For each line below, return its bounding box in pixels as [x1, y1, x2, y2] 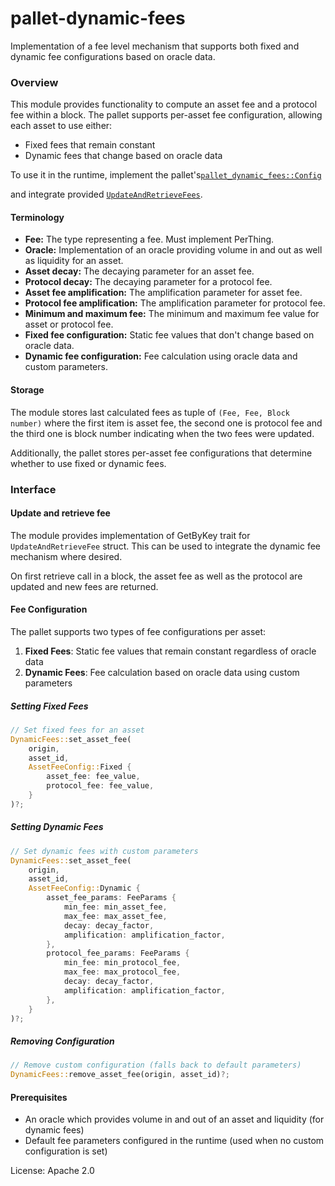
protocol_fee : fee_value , [46, 781, 155, 791]
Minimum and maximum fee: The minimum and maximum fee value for [24, 308, 320, 320]
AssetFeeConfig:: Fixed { [28, 762, 132, 772]
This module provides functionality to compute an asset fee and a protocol [10, 98, 318, 111]
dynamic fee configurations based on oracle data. [10, 50, 216, 62]
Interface [10, 482, 57, 496]
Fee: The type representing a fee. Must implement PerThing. [24, 233, 275, 246]
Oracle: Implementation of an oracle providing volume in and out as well [24, 244, 323, 256]
